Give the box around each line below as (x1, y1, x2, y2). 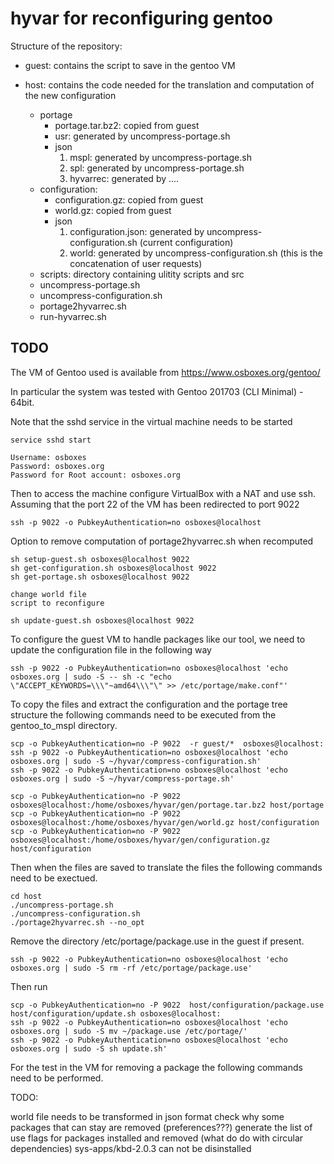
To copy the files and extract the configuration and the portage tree (10, 698, 288, 710)
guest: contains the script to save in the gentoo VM (24, 59, 236, 71)
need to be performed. (10, 1072, 104, 1084)
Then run (10, 980, 48, 992)
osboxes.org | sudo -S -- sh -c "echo (10, 672, 172, 682)
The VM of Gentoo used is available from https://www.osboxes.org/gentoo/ (10, 366, 321, 378)
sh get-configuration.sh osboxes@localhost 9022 (10, 563, 217, 573)
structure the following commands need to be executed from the (10, 708, 277, 721)
